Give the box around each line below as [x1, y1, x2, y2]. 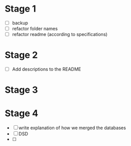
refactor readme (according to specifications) [12, 31, 108, 38]
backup [12, 20, 28, 26]
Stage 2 [5, 49, 38, 61]
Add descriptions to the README [12, 66, 81, 72]
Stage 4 [5, 107, 39, 119]
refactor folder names [12, 26, 58, 31]
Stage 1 [5, 3, 37, 15]
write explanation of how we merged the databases [18, 125, 126, 131]
